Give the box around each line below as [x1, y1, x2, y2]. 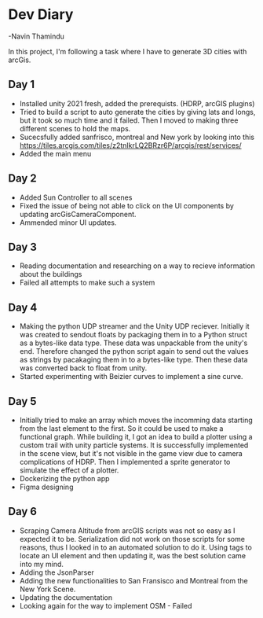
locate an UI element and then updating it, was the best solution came [19, 550, 246, 560]
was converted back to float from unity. [19, 363, 148, 373]
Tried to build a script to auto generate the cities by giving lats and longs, [19, 107, 256, 116]
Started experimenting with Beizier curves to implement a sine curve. [19, 372, 243, 381]
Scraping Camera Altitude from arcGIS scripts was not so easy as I [19, 525, 236, 535]
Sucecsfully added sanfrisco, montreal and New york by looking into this [19, 132, 255, 142]
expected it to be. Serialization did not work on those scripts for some [19, 534, 246, 543]
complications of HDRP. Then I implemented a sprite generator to [19, 458, 231, 466]
